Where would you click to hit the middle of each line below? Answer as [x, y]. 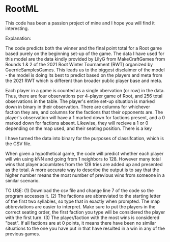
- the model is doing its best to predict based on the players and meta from [84, 75]
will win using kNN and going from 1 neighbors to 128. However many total [83, 159]
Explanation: [18, 38]
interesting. [17, 28]
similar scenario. [22, 180]
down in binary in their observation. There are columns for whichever [78, 106]
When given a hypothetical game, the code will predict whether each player [84, 153]
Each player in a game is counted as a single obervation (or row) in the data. [85, 90]
